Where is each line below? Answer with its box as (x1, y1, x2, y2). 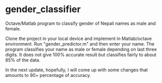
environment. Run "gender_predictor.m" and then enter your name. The (5, 40, 155, 47)
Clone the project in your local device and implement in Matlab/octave (5, 35, 152, 41)
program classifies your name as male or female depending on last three (5, 46, 157, 52)
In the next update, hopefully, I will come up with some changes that (5, 67, 148, 73)
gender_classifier (5, 4, 81, 15)
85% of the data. (5, 57, 41, 63)
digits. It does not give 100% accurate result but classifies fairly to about (5, 52, 156, 58)
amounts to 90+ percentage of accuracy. (5, 72, 91, 78)
